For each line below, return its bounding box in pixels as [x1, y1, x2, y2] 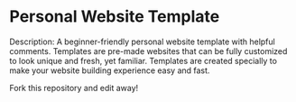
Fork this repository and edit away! [9, 82, 139, 93]
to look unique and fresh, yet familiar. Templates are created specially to [9, 55, 278, 66]
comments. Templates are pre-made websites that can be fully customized [9, 45, 288, 56]
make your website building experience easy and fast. [9, 65, 210, 76]
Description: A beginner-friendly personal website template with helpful [9, 36, 275, 47]
